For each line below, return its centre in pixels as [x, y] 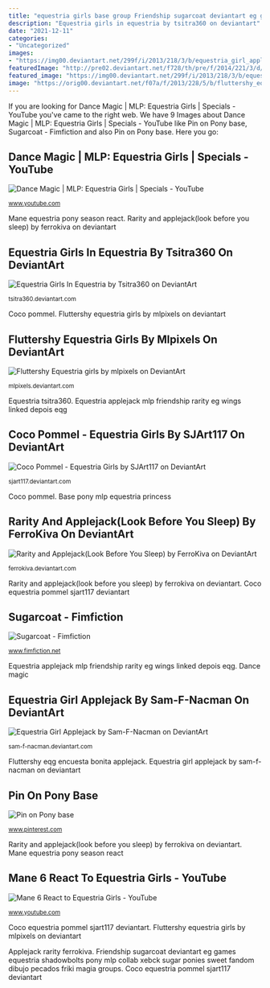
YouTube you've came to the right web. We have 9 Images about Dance [127, 114]
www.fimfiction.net [35, 651]
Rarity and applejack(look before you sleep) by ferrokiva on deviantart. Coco [135, 583]
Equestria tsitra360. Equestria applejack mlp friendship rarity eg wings [125, 401]
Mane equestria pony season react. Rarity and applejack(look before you [129, 219]
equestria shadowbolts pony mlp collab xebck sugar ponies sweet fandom [131, 960]
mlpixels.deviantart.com [41, 386]
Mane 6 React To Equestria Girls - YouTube [117, 878]
